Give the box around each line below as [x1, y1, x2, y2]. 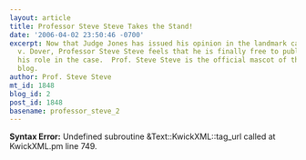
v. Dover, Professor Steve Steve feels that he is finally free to [17, 47, 280, 56]
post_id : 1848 [9, 97, 64, 107]
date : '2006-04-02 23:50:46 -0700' [9, 30, 145, 39]
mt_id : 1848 [9, 81, 55, 90]
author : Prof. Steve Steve [9, 73, 112, 82]
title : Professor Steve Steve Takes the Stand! [9, 22, 194, 31]
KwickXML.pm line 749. [9, 141, 97, 152]
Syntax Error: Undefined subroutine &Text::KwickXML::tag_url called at [9, 131, 276, 142]
